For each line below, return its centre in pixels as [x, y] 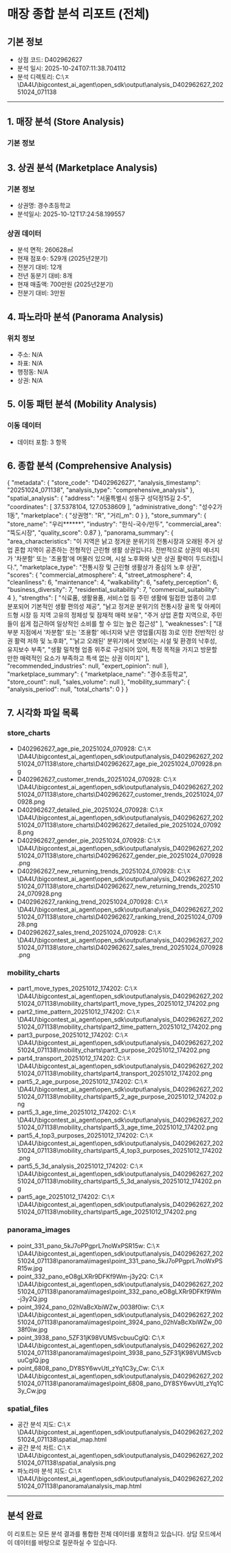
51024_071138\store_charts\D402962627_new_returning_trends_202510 [119, 887]
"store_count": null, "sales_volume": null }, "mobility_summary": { [99, 682]
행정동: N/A [33, 372]
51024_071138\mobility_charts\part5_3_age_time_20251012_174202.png [117, 1127]
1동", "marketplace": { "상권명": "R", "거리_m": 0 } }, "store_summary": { [107, 515]
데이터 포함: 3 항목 [42, 442]
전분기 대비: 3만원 [41, 293]
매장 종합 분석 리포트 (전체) [78, 14]
